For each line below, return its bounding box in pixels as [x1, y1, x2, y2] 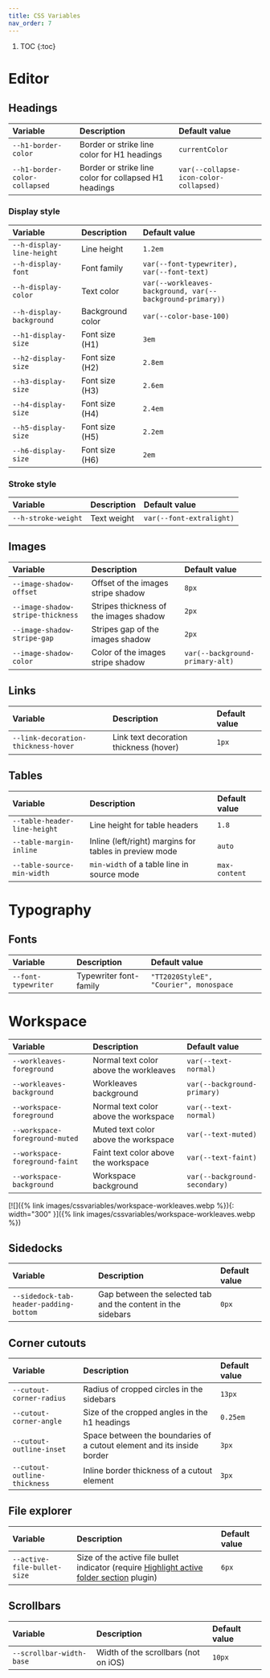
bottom [12, 1308, 38, 1317]
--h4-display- [12, 399, 67, 409]
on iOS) [96, 1656, 125, 1668]
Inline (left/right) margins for [89, 835, 196, 846]
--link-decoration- [12, 733, 87, 743]
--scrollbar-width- [12, 1648, 87, 1658]
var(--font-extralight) [143, 514, 235, 523]
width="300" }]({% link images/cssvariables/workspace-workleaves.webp [8, 1209, 256, 1219]
